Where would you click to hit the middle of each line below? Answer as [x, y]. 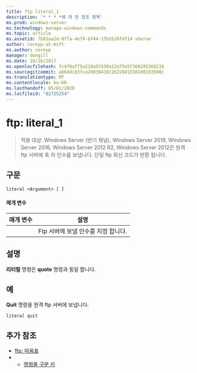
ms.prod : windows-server [36, 22]
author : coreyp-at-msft [35, 45]
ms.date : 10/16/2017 [31, 61]
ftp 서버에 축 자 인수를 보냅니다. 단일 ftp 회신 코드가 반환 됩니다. [94, 154]
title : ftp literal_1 [33, 11]
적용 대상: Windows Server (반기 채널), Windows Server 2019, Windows [106, 140]
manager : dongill [27, 55]
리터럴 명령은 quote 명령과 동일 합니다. [51, 269]
